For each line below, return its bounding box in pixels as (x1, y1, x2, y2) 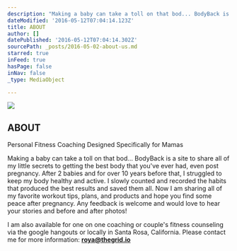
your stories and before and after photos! (7, 206, 127, 216)
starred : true (7, 50, 50, 57)
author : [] (7, 30, 40, 37)
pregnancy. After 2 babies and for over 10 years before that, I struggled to (7, 169, 222, 177)
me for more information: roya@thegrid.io (7, 235, 131, 244)
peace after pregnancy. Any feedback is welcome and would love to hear (7, 199, 221, 208)
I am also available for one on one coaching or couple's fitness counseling (7, 221, 224, 229)
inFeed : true (7, 57, 46, 64)
